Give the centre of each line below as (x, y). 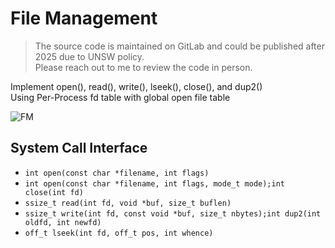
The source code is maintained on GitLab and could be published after (179, 46)
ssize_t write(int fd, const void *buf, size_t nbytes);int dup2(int (173, 213)
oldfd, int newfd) (63, 222)
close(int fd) (54, 192)
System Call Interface (79, 148)
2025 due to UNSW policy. (89, 56)
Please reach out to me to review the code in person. (143, 67)
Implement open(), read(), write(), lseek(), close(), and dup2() (136, 86)
